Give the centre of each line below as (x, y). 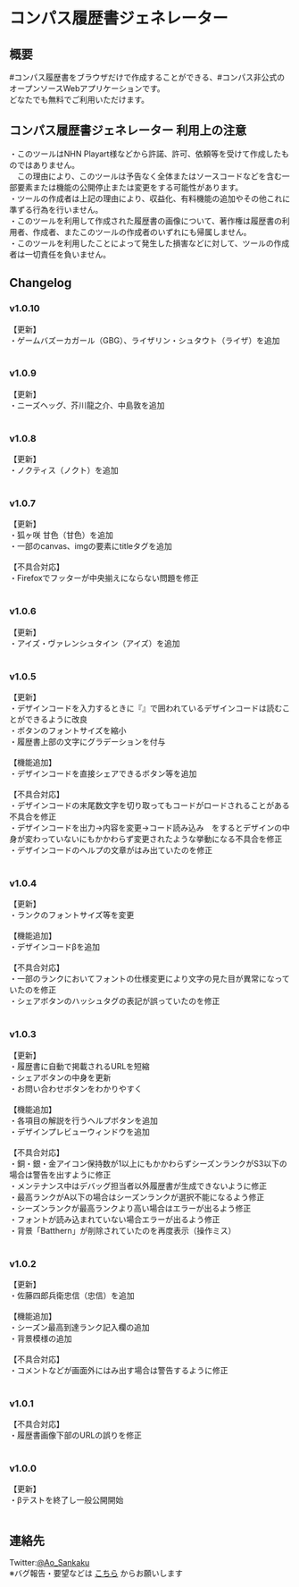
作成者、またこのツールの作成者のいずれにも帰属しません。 (142, 232)
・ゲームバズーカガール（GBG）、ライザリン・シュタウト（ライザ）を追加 (145, 340)
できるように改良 (56, 719)
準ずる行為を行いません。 (56, 209)
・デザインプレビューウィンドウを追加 (79, 1131)
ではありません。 (48, 165)
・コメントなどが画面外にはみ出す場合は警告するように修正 (119, 1370)
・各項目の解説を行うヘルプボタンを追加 (83, 1120)
